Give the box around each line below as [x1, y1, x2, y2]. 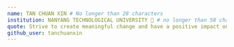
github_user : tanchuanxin [7, 29, 82, 37]
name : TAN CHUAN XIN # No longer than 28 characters [7, 10, 164, 17]
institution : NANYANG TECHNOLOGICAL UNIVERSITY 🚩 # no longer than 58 [7, 17, 217, 23]
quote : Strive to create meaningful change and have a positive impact [7, 23, 219, 30]
